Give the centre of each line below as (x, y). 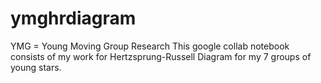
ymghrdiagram (73, 18)
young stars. (36, 67)
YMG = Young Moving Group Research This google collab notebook (150, 46)
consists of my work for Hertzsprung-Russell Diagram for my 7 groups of (161, 56)
